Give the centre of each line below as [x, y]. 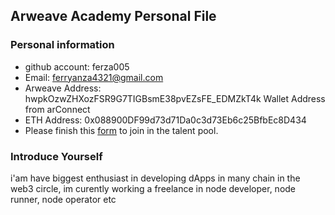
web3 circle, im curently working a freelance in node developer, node [153, 188]
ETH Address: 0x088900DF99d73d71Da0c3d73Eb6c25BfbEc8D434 [165, 120]
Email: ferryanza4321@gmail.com [94, 77]
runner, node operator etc [63, 199]
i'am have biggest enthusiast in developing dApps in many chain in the [155, 178]
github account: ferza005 [77, 66]
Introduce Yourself [56, 156]
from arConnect [57, 109]
